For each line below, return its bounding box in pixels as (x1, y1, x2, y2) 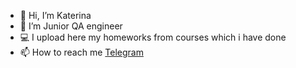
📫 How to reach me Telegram (19, 46, 144, 58)
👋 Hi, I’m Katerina (19, 10, 92, 21)
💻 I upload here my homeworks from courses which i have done (19, 31, 287, 43)
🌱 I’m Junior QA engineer (19, 20, 123, 32)
